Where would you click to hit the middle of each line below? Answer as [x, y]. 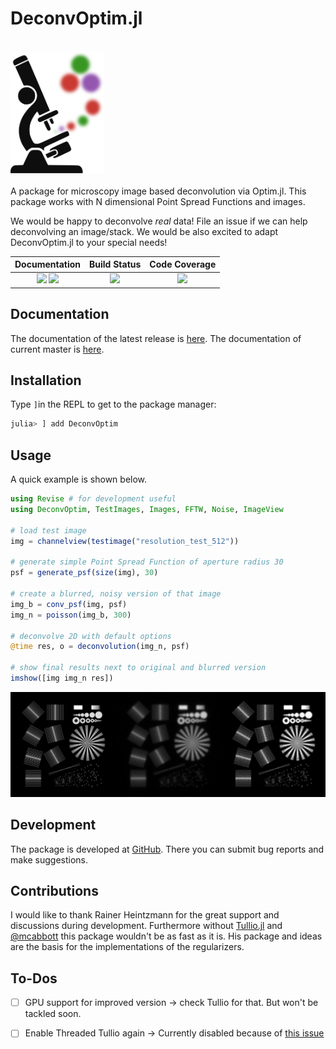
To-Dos [34, 978]
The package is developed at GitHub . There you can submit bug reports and [167, 849]
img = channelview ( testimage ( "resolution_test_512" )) [125, 541]
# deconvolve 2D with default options [91, 636]
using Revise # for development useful [93, 499]
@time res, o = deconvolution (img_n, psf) [100, 647]
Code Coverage [183, 264]
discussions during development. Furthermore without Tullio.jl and [146, 926]
